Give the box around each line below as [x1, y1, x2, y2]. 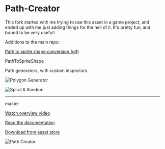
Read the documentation [5, 120, 55, 125]
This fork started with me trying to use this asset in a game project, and [5, 19, 150, 25]
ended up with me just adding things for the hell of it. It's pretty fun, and [5, 24, 151, 30]
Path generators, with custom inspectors [5, 67, 87, 74]
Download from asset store [5, 129, 60, 135]
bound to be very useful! [5, 29, 55, 35]
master [5, 100, 20, 106]
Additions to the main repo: [5, 39, 60, 45]
